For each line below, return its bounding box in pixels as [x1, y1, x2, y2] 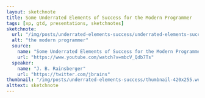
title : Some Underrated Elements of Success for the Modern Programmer [6, 15, 192, 21]
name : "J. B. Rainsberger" [17, 65, 86, 72]
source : [12, 43, 32, 49]
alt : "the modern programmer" [12, 37, 88, 43]
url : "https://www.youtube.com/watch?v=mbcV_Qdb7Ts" [17, 54, 154, 60]
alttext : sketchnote [6, 83, 59, 89]
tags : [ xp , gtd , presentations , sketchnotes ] [6, 20, 124, 26]
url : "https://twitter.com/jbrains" [17, 71, 111, 77]
